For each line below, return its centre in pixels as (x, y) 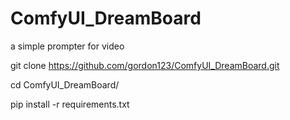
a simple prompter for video (67, 46)
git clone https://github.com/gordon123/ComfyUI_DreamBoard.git (145, 65)
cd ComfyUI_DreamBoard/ (65, 84)
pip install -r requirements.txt (70, 104)
